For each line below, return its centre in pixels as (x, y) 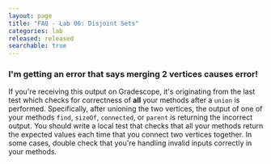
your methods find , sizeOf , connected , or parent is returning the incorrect (131, 117)
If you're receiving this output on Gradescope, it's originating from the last (132, 92)
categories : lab (36, 31)
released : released (41, 38)
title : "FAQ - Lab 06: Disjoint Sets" (74, 23)
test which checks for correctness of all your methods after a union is (124, 100)
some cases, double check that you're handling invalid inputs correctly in (130, 143)
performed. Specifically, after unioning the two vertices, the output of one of (135, 109)
